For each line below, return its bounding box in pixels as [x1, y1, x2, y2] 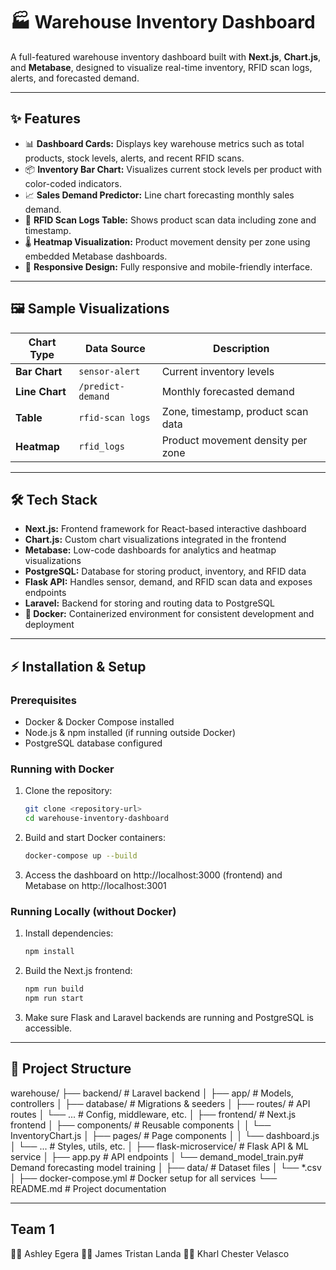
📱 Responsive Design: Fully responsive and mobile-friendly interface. [24, 260, 313, 273]
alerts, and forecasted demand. [10, 72, 140, 84]
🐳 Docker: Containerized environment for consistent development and [24, 608, 315, 620]
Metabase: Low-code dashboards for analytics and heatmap [24, 544, 277, 556]
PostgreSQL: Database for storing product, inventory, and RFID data [24, 565, 307, 578]
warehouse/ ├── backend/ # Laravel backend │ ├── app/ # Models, [10, 1087, 294, 1099]
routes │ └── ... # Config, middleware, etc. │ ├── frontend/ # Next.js [10, 1108, 297, 1120]
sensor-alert [78, 365, 141, 377]
